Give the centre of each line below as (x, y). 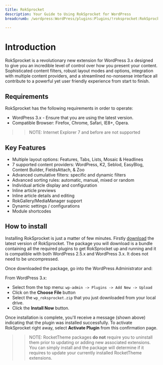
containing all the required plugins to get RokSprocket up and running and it (81, 249)
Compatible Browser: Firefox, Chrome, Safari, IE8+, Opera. (71, 123)
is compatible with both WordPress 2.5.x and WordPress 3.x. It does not (77, 253)
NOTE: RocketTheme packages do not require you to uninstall (91, 337)
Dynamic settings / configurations (46, 206)
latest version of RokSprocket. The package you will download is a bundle (79, 243)
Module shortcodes (32, 211)
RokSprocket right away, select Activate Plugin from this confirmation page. (81, 327)
